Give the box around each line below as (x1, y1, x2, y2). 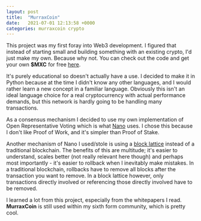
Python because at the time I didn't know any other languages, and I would (6, 79, 191, 86)
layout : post (6, 8, 39, 15)
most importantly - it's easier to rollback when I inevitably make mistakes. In (6, 159, 194, 166)
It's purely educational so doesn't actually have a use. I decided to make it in (6, 72, 195, 80)
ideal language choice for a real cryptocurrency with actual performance (6, 92, 186, 99)
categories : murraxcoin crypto (6, 25, 85, 32)
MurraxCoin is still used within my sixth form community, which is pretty (6, 203, 186, 210)
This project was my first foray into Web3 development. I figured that (6, 42, 177, 49)
